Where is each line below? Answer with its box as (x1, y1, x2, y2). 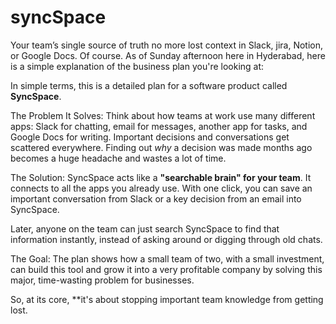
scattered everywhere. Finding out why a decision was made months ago (10, 141, 313, 153)
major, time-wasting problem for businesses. (10, 274, 195, 286)
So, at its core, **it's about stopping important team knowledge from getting (10, 293, 324, 305)
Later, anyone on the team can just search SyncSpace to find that (10, 222, 280, 235)
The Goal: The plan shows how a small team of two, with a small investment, (10, 252, 325, 265)
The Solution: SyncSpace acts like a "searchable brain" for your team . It (10, 171, 312, 183)
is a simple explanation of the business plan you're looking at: (10, 60, 265, 72)
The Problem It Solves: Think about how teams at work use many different (10, 109, 316, 121)
